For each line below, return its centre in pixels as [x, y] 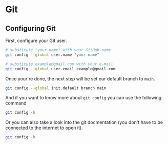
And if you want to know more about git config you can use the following [83, 98]
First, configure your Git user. [36, 40]
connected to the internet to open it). [44, 128]
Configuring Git [30, 28]
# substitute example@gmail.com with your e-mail [59, 64]
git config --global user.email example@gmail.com [60, 69]
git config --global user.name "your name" [52, 55]
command [16, 103]
